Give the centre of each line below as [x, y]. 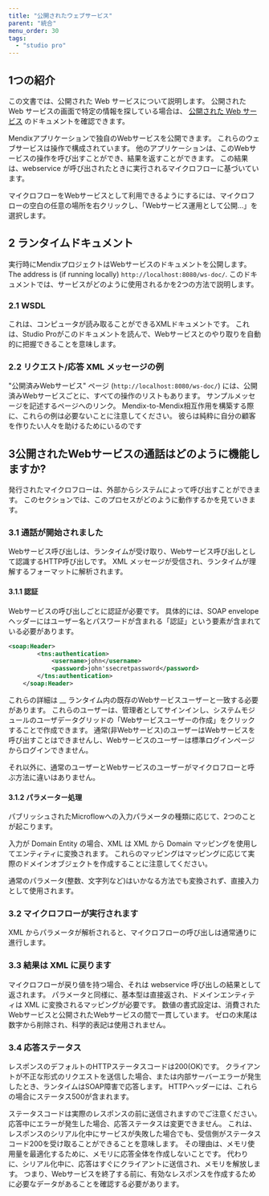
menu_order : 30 [34, 31]
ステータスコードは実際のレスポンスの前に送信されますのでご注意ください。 [135, 1114]
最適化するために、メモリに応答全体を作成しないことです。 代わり [139, 1154]
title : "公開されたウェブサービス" [61, 16]
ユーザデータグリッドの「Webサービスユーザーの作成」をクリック [145, 720]
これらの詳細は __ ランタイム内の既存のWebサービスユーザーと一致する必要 [133, 700]
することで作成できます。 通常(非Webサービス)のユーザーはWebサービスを [132, 730]
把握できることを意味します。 [71, 344]
